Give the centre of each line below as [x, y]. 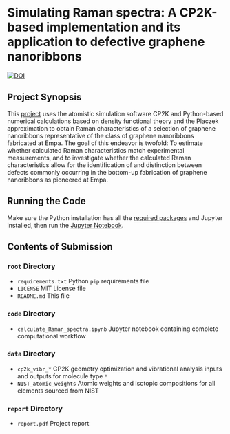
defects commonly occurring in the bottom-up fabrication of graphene [107, 172]
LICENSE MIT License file [51, 289]
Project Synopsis [44, 97]
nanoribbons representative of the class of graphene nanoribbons [101, 135]
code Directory [31, 314]
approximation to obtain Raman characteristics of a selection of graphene [111, 128]
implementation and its [113, 27]
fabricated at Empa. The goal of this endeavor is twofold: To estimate [105, 143]
